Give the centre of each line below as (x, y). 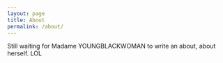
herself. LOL (25, 53)
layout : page (26, 13)
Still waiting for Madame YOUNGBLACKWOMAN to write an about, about (111, 46)
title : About (26, 20)
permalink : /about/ (36, 26)
